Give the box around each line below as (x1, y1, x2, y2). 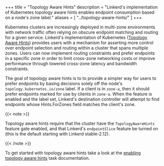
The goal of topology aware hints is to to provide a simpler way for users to (5, 76, 157, 81)
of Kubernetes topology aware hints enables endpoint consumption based (5, 9, 155, 15)
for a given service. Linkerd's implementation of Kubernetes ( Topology (5, 34, 148, 40)
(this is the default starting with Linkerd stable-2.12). (5, 131, 110, 137)
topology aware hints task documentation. (5, 155, 90, 161)
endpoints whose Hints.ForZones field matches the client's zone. (5, 102, 136, 107)
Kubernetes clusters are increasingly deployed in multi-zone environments (5, 24, 156, 30)
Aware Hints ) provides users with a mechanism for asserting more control (5, 40, 154, 46)
